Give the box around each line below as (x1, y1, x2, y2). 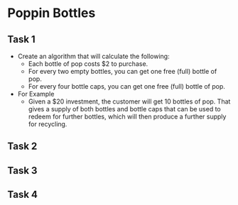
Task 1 (7, 33, 36, 45)
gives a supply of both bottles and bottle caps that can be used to (28, 105, 222, 113)
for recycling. (28, 120, 67, 128)
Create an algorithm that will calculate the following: (17, 52, 170, 60)
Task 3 (7, 165, 38, 177)
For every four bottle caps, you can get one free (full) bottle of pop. (28, 82, 226, 90)
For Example (17, 90, 55, 98)
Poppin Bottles (7, 5, 96, 21)
